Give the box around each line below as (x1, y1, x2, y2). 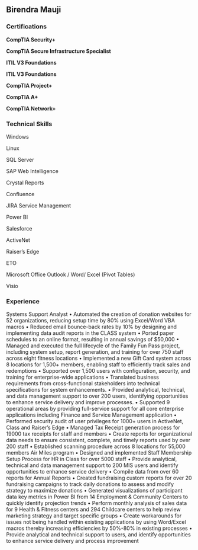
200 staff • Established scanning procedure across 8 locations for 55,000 (6, 443, 186, 450)
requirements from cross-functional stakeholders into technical (6, 380, 160, 387)
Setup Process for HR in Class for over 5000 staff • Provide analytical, (6, 456, 177, 463)
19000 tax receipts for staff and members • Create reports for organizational (6, 430, 193, 437)
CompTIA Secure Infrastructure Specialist (6, 47, 111, 55)
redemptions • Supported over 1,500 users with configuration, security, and (6, 367, 190, 375)
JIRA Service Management (6, 202, 72, 209)
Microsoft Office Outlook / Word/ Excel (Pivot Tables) (6, 271, 135, 278)
